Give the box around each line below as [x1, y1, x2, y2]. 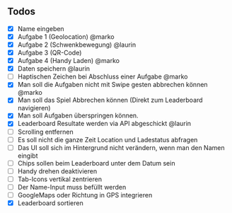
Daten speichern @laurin [17, 64, 91, 73]
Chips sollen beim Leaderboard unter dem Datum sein [17, 159, 175, 167]
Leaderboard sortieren [17, 199, 83, 207]
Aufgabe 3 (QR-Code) [17, 49, 82, 57]
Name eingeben [17, 24, 65, 33]
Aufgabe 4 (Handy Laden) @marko [17, 57, 120, 65]
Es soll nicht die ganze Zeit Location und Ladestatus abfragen [17, 135, 198, 144]
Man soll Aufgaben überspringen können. [17, 111, 139, 120]
